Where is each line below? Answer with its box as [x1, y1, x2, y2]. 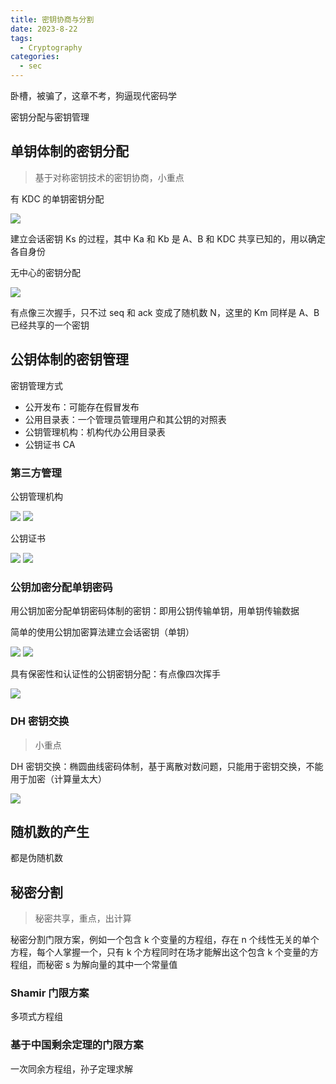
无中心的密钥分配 [10, 266, 81, 278]
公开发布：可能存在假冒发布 [24, 401, 140, 413]
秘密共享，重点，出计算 [34, 912, 132, 925]
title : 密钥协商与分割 [10, 14, 95, 25]
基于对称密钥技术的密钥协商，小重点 [34, 171, 185, 183]
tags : [10, 33, 33, 43]
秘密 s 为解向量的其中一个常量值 [44, 959, 178, 971]
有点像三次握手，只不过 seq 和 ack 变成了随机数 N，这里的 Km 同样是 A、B [10, 306, 320, 318]
